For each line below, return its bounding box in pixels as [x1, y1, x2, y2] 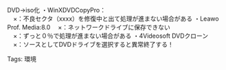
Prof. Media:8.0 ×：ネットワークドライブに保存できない [7, 23, 170, 31]
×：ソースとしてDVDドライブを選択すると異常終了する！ [12, 40, 174, 48]
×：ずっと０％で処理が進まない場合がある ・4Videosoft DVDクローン [12, 32, 209, 40]
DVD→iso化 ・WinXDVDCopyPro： [7, 6, 106, 14]
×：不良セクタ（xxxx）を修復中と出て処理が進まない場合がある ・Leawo [12, 14, 219, 23]
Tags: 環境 [7, 55, 36, 63]
